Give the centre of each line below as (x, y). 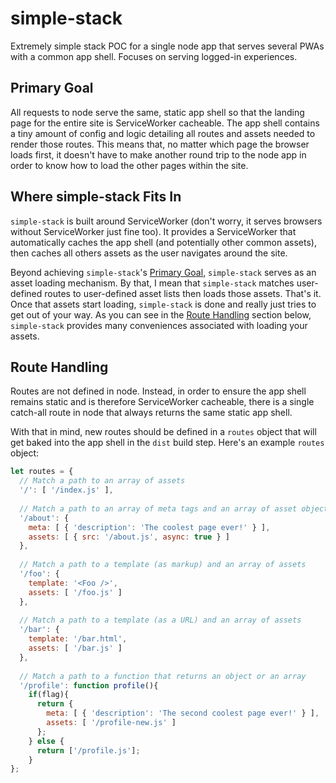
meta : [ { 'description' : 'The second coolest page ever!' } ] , (183, 713)
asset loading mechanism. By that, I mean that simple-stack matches (152, 283)
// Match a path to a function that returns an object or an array (163, 676)
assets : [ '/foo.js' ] (75, 592)
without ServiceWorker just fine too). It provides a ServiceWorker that (153, 231)
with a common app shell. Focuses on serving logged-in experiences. (154, 56)
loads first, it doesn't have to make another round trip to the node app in (158, 154)
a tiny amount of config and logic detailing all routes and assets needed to (163, 133)
